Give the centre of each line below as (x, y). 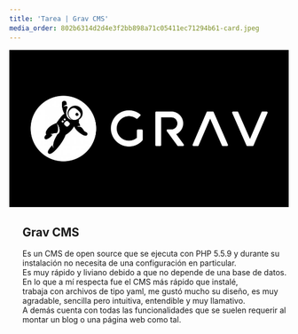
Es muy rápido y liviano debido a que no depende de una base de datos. (154, 273)
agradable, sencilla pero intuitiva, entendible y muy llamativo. (133, 301)
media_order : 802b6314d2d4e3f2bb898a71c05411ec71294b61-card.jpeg (134, 28)
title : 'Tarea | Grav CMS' (59, 19)
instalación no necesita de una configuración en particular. (129, 263)
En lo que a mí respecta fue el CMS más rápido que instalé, (130, 282)
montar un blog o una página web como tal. (102, 320)
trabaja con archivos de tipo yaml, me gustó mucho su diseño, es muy (150, 291)
